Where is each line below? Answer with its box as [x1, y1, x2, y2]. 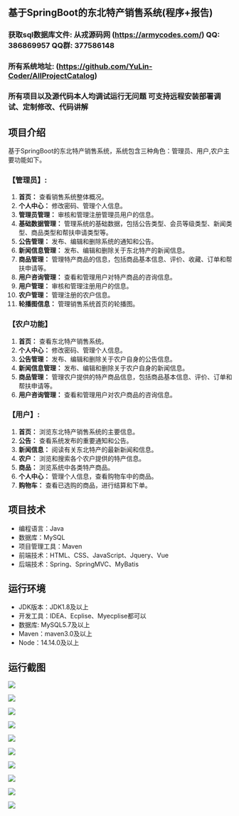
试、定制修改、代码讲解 [8, 102, 88, 112]
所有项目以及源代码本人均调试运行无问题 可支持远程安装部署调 [8, 91, 221, 101]
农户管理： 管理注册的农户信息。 [18, 291, 115, 300]
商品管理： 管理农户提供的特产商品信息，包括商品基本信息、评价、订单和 [18, 372, 233, 381]
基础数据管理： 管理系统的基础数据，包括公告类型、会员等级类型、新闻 [18, 220, 226, 228]
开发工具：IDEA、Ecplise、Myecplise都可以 [18, 612, 147, 621]
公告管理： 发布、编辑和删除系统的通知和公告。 [18, 238, 158, 246]
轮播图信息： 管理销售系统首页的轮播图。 [18, 300, 139, 308]
